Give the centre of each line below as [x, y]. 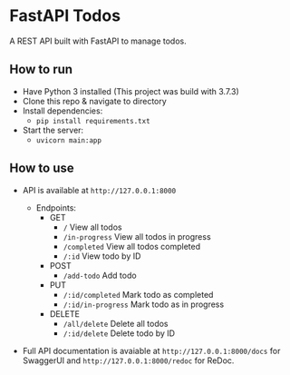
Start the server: [53, 130]
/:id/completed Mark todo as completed [138, 294]
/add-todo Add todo [100, 275]
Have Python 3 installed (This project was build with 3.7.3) [131, 91]
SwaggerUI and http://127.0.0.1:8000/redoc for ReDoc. [128, 360]
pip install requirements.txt [93, 121]
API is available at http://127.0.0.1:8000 [99, 190]
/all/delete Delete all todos [116, 323]
